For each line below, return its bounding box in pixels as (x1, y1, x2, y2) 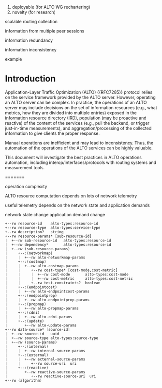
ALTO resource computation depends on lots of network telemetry (5, 193, 137, 198)
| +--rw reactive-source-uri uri (5, 373, 96, 379)
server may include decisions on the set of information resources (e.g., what (5, 104, 157, 111)
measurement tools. (5, 164, 45, 170)
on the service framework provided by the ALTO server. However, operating (5, 94, 156, 100)
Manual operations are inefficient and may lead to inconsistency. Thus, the (5, 140, 154, 145)
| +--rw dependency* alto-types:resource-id (5, 242, 111, 247)
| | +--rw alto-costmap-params (5, 263, 79, 268)
